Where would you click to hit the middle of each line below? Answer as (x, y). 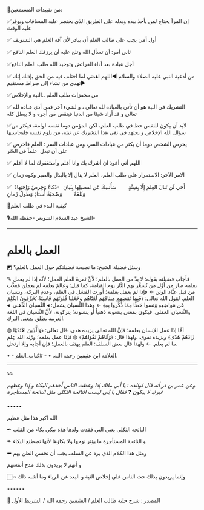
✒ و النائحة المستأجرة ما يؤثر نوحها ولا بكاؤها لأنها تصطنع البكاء (76, 441)
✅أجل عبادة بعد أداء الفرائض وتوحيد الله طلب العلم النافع (70, 64)
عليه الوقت (19, 28)
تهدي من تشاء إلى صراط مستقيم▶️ (46, 83)
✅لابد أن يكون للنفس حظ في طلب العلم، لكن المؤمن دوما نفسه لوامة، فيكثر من (97, 125)
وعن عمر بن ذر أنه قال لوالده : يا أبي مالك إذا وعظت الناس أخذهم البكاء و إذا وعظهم (101, 385)
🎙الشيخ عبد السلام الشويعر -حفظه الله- (51, 218)
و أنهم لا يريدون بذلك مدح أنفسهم (44, 464)
